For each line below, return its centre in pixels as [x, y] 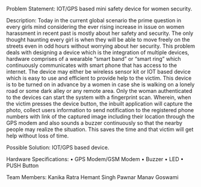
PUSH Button [23, 166]
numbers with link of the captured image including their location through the [100, 116]
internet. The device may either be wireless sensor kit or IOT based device [99, 71]
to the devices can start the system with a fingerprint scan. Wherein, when [99, 97]
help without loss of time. [38, 136]
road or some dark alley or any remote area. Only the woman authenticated [99, 91]
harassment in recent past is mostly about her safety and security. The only [100, 33]
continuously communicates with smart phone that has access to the [92, 65]
